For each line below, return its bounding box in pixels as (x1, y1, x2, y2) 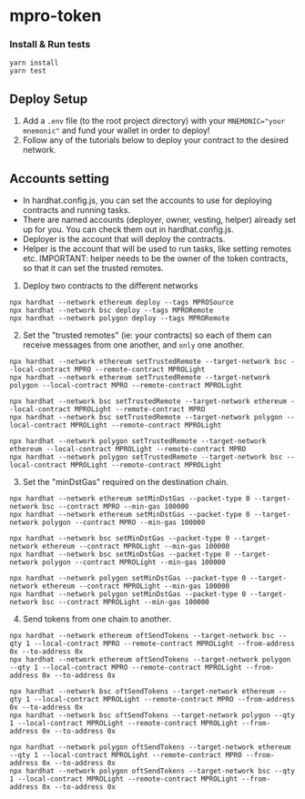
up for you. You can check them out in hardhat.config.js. (22, 224, 234, 235)
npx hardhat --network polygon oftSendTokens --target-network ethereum (9, 743, 291, 752)
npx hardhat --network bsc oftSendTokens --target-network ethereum (9, 687, 275, 696)
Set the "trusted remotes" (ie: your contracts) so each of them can (22, 329, 272, 341)
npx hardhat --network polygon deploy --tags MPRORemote (9, 314, 230, 323)
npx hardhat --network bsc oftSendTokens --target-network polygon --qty (9, 711, 296, 720)
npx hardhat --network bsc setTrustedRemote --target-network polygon (9, 413, 283, 422)
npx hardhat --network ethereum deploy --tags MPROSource (9, 298, 234, 308)
